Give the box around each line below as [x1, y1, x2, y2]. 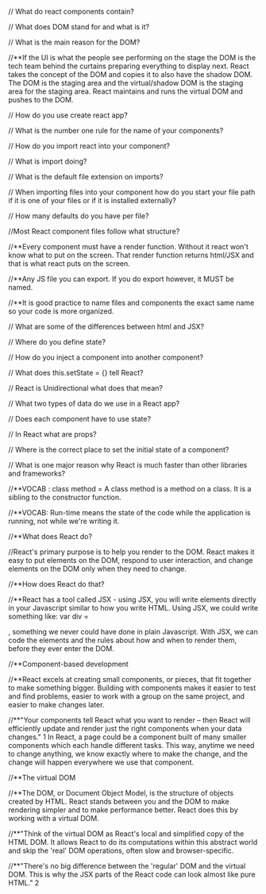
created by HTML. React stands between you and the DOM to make [8, 797, 229, 806]
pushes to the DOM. [8, 95, 74, 104]
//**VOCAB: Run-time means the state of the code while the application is [8, 508, 252, 517]
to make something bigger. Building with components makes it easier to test [8, 683, 256, 692]
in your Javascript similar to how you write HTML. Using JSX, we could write [8, 603, 259, 612]
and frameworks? [8, 468, 66, 478]
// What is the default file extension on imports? [8, 172, 164, 181]
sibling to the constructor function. [8, 492, 121, 502]
